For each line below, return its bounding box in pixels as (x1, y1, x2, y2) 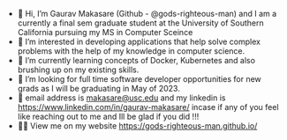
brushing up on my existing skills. (17, 64, 140, 75)
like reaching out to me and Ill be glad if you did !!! (17, 111, 200, 122)
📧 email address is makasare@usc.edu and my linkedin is (17, 92, 226, 103)
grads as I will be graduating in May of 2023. (17, 84, 181, 93)
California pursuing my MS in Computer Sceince (17, 27, 193, 37)
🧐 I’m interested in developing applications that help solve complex (17, 36, 261, 47)
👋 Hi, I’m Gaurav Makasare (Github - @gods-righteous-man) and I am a (17, 9, 277, 18)
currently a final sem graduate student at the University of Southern (17, 18, 265, 28)
